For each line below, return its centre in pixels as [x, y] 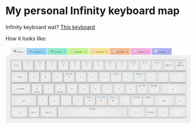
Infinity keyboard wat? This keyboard [50, 27]
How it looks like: [26, 38]
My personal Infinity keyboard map [93, 11]
